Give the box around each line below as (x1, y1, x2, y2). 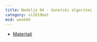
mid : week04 (5, 17, 31, 22)
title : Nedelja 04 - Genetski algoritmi (5, 7, 93, 13)
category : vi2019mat (5, 12, 50, 17)
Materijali (12, 31, 32, 37)
